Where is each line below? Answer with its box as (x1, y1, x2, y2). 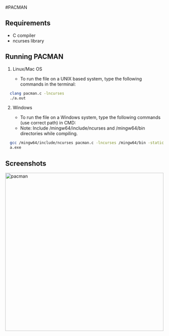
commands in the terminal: (20, 81, 76, 87)
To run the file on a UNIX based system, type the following (20, 75, 142, 81)
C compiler (12, 32, 36, 38)
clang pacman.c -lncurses (10, 91, 65, 96)
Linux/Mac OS (12, 66, 43, 72)
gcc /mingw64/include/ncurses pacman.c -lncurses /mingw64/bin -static (10, 140, 164, 146)
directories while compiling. (20, 131, 78, 137)
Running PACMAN (5, 53, 64, 61)
